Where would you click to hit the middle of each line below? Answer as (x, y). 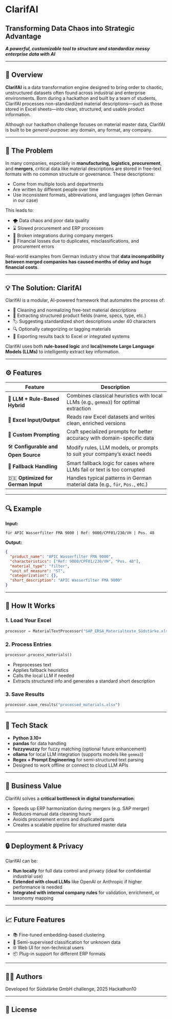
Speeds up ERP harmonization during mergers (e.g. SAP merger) (81, 808)
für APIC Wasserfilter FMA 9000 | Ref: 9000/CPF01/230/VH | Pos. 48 (80, 533)
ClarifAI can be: (22, 861)
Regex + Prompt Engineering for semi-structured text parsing (78, 759)
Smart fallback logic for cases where (110, 463)
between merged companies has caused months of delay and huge (78, 262)
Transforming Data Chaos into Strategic (70, 28)
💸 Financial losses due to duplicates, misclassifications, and (76, 241)
